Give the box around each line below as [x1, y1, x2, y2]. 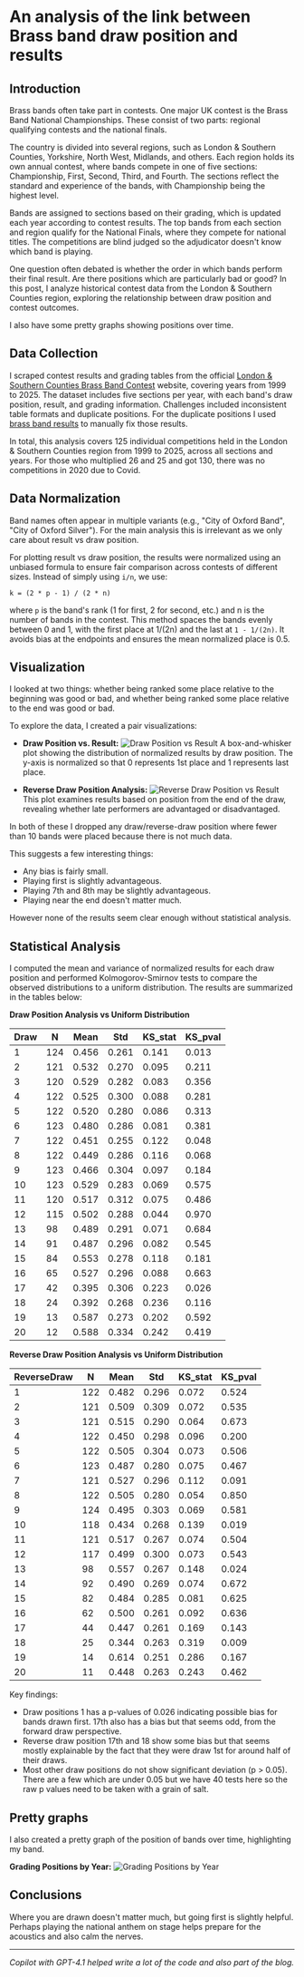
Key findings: [9, 1689, 59, 1701]
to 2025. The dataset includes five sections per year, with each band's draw [9, 389, 293, 400]
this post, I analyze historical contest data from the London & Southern [9, 283, 273, 294]
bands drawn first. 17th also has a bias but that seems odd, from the [22, 1716, 276, 1728]
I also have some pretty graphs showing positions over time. [9, 320, 234, 330]
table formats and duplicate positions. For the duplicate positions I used [9, 408, 277, 419]
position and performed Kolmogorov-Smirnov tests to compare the [9, 973, 258, 984]
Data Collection [9, 346, 99, 362]
